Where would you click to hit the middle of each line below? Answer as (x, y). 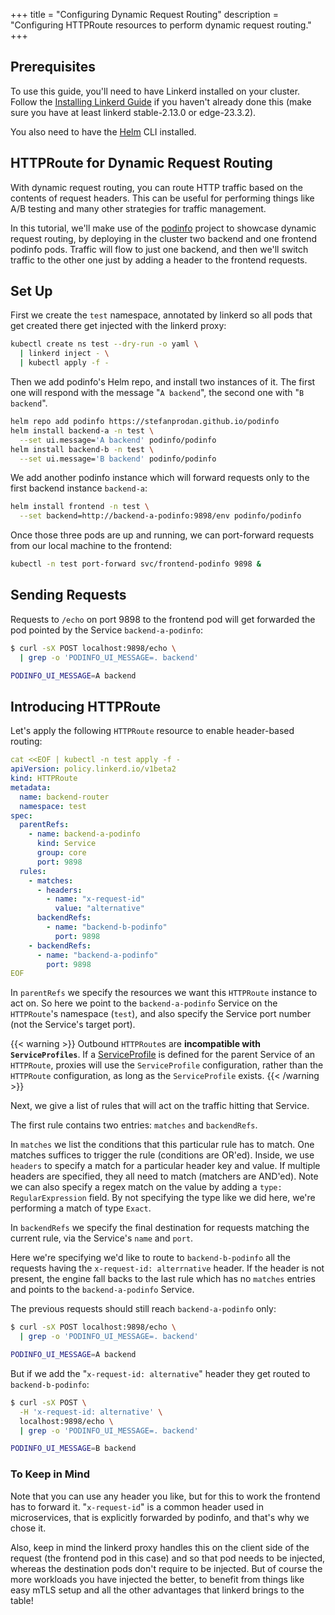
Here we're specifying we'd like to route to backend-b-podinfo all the (150, 1258)
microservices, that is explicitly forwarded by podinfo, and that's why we (160, 1517)
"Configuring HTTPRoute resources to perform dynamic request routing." (161, 25)
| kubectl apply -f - (64, 363)
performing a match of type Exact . (81, 1208)
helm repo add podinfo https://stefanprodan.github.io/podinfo (145, 422)
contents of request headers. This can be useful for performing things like (162, 198)
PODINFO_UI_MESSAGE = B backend (73, 1449)
